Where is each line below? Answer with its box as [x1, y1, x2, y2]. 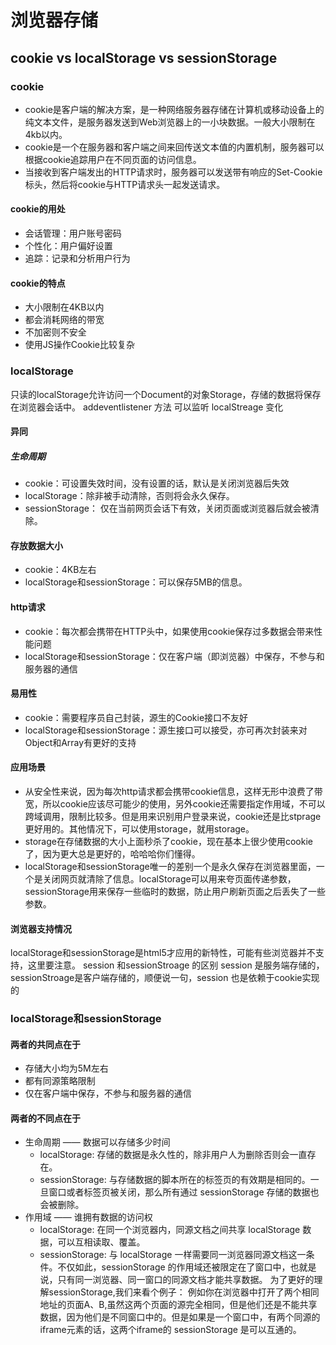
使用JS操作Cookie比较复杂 [24, 339, 136, 351]
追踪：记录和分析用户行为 [24, 252, 131, 265]
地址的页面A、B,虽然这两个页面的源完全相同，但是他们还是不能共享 [39, 1299, 318, 1311]
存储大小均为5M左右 [24, 1062, 109, 1075]
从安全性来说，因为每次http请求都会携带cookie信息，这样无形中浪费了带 [24, 785, 323, 797]
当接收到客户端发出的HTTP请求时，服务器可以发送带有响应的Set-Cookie [24, 166, 323, 178]
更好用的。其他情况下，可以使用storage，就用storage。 [24, 822, 255, 835]
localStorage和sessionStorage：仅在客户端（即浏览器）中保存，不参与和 [24, 650, 325, 662]
